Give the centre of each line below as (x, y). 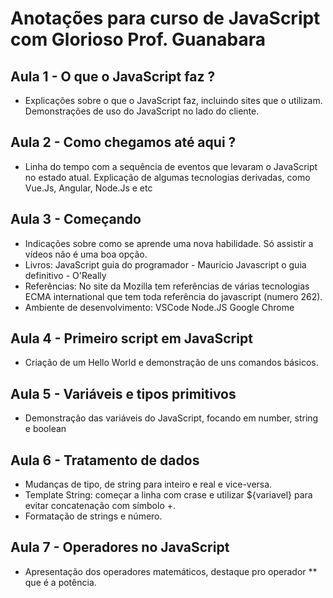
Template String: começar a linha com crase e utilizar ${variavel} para (168, 495)
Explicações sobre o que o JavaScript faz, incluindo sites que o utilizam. (173, 100)
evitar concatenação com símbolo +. (100, 506)
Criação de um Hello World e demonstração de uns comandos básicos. (171, 363)
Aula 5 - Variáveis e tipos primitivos (123, 393)
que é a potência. (60, 582)
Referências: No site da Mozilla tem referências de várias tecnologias (167, 286)
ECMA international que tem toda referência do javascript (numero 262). (173, 296)
